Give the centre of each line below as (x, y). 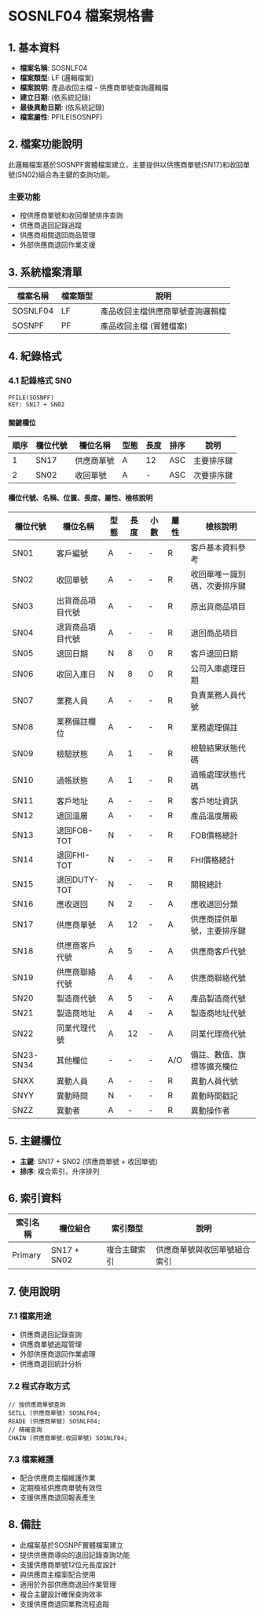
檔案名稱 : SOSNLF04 (53, 68)
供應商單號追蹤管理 (51, 1344)
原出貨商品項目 (218, 607)
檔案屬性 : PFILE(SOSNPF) (61, 117)
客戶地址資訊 (214, 801)
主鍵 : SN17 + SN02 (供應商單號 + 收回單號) (89, 1161)
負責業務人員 (214, 695)
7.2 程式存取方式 (39, 1386)
